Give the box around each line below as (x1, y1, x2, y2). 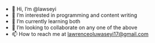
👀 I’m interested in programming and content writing (11, 12, 137, 19)
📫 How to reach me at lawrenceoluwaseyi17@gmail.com (11, 31, 149, 37)
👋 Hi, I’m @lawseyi (11, 6, 57, 12)
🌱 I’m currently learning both (11, 18, 81, 24)
